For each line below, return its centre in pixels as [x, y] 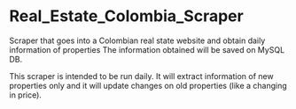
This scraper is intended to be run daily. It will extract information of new [141, 76]
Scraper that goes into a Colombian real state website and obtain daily [137, 40]
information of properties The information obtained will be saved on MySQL [147, 49]
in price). [26, 95]
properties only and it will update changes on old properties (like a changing [148, 85]
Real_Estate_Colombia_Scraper [126, 16]
